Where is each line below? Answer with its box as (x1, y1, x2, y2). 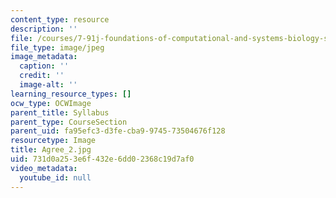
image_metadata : (10, 52, 78, 62)
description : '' (10, 24, 78, 34)
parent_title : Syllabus (10, 107, 110, 118)
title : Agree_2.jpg (10, 145, 92, 155)
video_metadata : (10, 163, 78, 173)
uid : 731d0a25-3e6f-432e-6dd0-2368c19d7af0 (10, 154, 195, 164)
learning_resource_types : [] (10, 89, 132, 99)
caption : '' (19, 61, 70, 71)
